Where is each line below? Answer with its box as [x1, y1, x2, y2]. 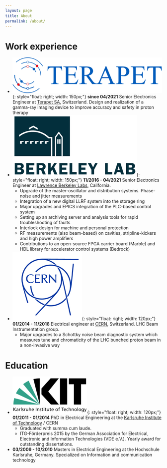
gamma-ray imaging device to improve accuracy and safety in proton [12, 104, 154, 110]
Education [5, 360, 48, 371]
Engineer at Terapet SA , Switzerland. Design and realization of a [12, 99, 144, 105]
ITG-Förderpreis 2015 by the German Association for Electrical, [19, 431, 149, 437]
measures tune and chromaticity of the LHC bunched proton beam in [19, 337, 161, 343]
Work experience [5, 40, 78, 52]
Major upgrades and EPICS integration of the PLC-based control [19, 204, 152, 210]
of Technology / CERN [12, 420, 58, 426]
